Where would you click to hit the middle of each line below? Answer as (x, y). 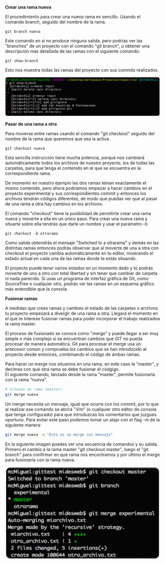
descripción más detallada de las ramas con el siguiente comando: (72, 51)
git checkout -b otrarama (31, 234)
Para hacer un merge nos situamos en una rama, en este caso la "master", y (82, 364)
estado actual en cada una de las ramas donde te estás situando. (71, 259)
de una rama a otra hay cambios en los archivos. (54, 204)
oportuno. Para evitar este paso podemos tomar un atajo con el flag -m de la (82, 419)
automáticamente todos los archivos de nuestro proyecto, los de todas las (80, 163)
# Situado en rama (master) (34, 389)
